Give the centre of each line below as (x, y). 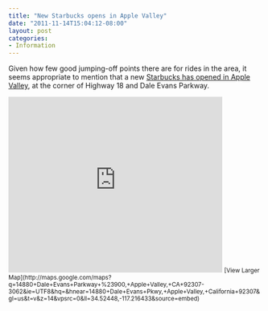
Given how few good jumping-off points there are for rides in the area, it (128, 68)
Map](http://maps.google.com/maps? (60, 278)
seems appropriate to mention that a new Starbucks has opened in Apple (130, 77)
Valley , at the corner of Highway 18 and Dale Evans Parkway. (109, 86)
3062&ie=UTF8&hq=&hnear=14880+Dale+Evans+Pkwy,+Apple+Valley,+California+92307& (134, 292)
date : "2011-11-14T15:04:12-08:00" (68, 23)
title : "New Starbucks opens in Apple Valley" (88, 16)
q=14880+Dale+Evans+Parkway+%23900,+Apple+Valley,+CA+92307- (107, 285)
